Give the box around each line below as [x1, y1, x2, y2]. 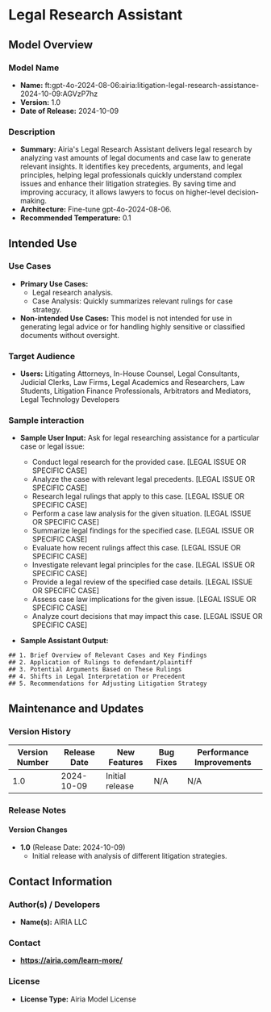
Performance [197, 746, 249, 758]
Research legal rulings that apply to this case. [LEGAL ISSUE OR [31, 491, 244, 501]
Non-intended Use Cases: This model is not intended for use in [19, 313, 232, 323]
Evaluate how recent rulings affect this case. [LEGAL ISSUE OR [31, 543, 241, 553]
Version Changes [8, 825, 68, 834]
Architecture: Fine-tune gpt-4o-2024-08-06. [19, 204, 172, 215]
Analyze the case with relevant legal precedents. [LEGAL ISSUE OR [31, 475, 256, 484]
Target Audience [8, 350, 75, 362]
